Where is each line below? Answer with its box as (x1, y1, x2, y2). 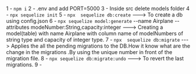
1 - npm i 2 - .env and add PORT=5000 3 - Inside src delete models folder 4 (6, 5, 190, 12)
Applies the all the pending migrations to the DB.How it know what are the (11, 42, 191, 49)
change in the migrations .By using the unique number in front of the (6, 49, 172, 55)
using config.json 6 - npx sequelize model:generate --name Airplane (6, 18, 174, 24)
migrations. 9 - (6, 61, 43, 68)
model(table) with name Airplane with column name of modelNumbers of (6, 30, 184, 37)
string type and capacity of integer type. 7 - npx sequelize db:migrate (6, 36, 180, 43)
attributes (6, 23, 30, 31)
